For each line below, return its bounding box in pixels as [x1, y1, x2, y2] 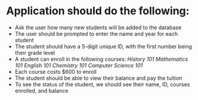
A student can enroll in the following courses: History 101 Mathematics [14, 55, 188, 62]
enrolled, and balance [14, 87, 69, 94]
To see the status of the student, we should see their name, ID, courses [14, 80, 190, 87]
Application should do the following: [6, 4, 190, 18]
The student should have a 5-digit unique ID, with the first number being [14, 43, 193, 50]
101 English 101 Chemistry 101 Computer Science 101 [14, 61, 143, 69]
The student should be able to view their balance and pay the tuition [14, 74, 182, 82]
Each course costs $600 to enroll [14, 68, 97, 75]
